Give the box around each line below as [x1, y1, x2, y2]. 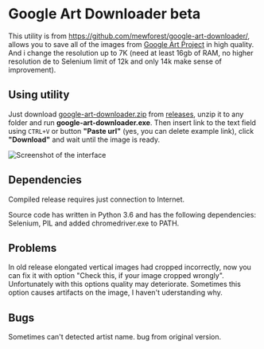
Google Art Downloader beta [8, 5, 201, 23]
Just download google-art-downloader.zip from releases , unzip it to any [8, 109, 244, 119]
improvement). [8, 65, 56, 74]
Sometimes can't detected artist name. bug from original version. [8, 332, 222, 342]
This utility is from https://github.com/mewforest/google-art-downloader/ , [8, 31, 250, 41]
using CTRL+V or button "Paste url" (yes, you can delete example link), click [8, 126, 254, 135]
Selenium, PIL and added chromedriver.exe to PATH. [8, 218, 180, 228]
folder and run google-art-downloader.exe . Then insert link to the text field [8, 117, 257, 127]
